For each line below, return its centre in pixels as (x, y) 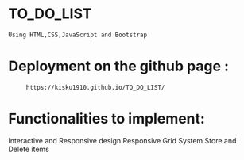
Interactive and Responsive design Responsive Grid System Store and (122, 140)
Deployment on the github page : (118, 66)
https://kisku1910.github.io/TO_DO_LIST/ (95, 87)
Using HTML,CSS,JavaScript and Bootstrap (78, 35)
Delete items (29, 149)
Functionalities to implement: (107, 119)
